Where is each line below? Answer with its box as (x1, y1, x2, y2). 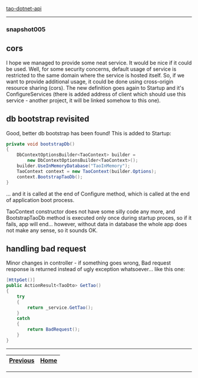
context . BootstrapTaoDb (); (16, 174, 83, 180)
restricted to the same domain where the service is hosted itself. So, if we (6, 71, 184, 79)
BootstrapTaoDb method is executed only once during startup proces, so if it (6, 214, 192, 221)
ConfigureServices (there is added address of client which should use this (6, 90, 186, 97)
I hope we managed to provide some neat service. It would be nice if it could (6, 59, 192, 66)
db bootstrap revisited (6, 114, 90, 124)
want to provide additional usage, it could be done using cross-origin (6, 78, 174, 85)
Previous (9, 356, 35, 364)
